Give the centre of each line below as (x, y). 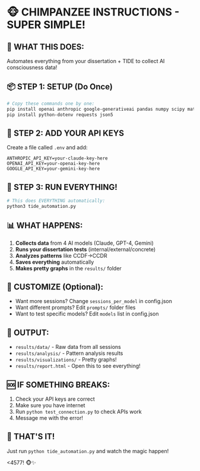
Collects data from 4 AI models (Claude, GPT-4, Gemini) (84, 243)
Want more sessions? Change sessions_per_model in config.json (94, 301)
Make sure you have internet (50, 406)
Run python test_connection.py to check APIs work (78, 412)
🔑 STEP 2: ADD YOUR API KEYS (65, 133)
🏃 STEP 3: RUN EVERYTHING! (62, 187)
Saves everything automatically (55, 262)
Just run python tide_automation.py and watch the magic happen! (88, 451)
